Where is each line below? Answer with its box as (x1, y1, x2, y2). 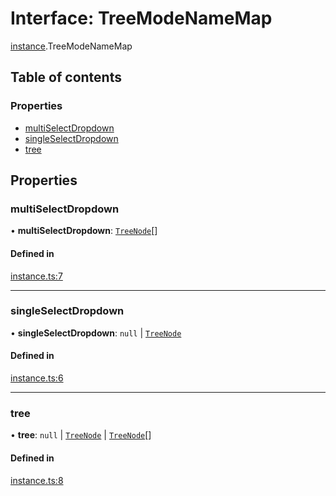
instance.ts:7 (10, 270, 63, 282)
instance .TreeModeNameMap (10, 40, 133, 52)
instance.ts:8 (10, 474, 64, 486)
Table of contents (10, 69, 122, 86)
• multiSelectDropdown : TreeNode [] (10, 225, 158, 237)
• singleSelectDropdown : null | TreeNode (10, 327, 182, 339)
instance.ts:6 (10, 372, 64, 384)
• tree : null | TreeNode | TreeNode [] (10, 429, 152, 441)
